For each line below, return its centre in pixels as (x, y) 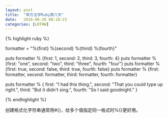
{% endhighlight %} (26, 100)
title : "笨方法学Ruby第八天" (35, 15)
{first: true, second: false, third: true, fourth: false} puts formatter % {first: (82, 69)
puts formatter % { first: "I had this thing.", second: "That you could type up (84, 84)
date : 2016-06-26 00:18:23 (36, 19)
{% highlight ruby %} (27, 39)
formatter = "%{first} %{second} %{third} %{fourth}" (61, 48)
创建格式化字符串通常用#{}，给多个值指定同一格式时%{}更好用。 (73, 110)
